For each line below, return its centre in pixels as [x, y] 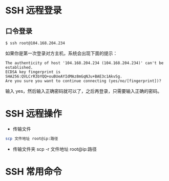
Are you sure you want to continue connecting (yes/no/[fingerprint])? [83, 81]
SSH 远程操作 [34, 114]
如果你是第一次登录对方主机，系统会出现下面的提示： [61, 53]
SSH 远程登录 [34, 11]
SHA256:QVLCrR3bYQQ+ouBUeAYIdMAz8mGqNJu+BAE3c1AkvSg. [64, 76]
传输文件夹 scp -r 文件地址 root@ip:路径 [55, 149]
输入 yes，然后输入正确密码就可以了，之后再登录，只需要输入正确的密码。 [84, 91]
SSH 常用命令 [34, 172]
